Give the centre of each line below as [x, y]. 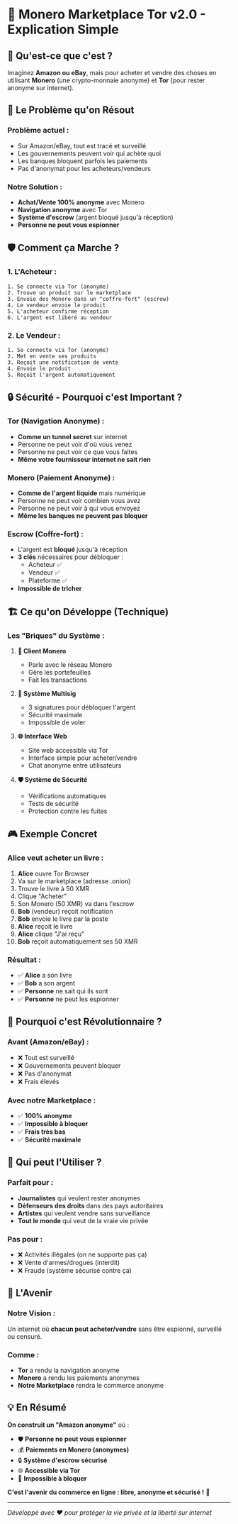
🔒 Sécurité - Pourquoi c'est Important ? [95, 398]
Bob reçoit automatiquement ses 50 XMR [78, 941]
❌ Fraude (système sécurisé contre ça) [75, 1270]
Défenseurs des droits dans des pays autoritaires [90, 1205]
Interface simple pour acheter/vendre [83, 758]
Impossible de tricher [50, 589]
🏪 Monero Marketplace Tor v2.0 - [107, 15]
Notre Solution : [35, 187]
